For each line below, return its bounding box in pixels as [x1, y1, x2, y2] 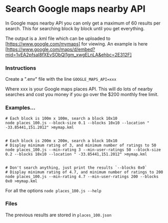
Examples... [5, 104, 36, 111]
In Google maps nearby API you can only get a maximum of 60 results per [5, 20, 161, 26]
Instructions [5, 64, 37, 72]
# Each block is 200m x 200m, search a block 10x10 [5, 138, 117, 143]
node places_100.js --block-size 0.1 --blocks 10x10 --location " [5, 120, 150, 125]
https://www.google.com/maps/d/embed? [7, 46, 95, 52]
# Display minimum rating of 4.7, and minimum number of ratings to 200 [5, 169, 163, 174]
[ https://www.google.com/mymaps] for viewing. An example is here [5, 40, 148, 47]
